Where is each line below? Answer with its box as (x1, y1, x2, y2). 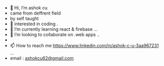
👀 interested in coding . (10, 21, 58, 27)
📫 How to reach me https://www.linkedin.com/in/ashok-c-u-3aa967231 (10, 43, 159, 48)
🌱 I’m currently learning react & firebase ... (10, 26, 98, 32)
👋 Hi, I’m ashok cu (10, 5, 48, 11)
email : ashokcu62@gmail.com (10, 55, 74, 61)
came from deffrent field (10, 10, 61, 16)
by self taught (10, 16, 39, 21)
